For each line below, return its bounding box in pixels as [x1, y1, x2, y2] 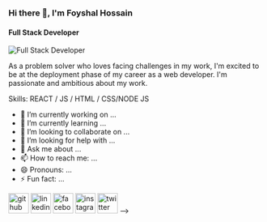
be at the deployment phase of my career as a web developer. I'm [8, 70, 228, 79]
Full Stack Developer [8, 28, 79, 37]
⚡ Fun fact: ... [19, 174, 65, 184]
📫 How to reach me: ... [19, 153, 98, 163]
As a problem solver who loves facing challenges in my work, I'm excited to [8, 61, 260, 71]
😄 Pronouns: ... [19, 165, 73, 175]
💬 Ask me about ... [19, 144, 82, 154]
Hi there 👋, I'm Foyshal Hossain [8, 7, 133, 19]
